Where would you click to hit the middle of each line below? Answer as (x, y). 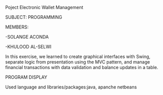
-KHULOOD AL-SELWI (28, 47)
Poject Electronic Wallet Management (44, 7)
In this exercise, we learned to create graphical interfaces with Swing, (78, 56)
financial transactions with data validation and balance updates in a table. (82, 67)
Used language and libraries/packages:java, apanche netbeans (71, 87)
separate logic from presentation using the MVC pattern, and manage (78, 62)
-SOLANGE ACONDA (27, 37)
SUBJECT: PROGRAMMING (34, 17)
